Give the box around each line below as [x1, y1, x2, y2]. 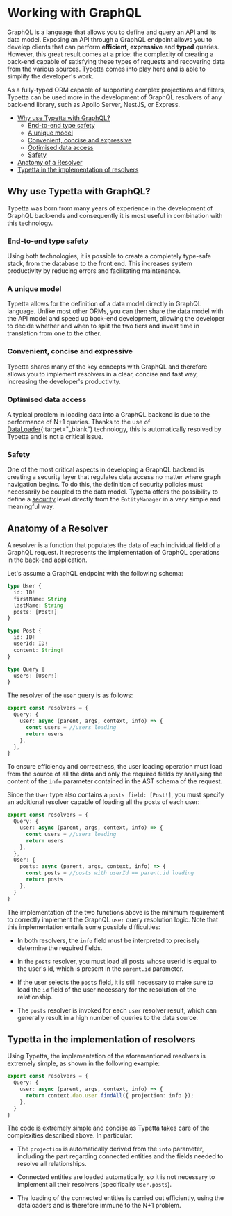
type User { [7, 583, 42, 590]
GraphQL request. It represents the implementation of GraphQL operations [7, 549, 220, 557]
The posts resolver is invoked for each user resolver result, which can [17, 1006, 217, 1015]
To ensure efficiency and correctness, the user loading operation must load [7, 763, 223, 771]
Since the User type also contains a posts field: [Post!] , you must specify [7, 790, 224, 799]
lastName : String [13, 602, 64, 609]
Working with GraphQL [7, 5, 142, 21]
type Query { [7, 665, 45, 673]
